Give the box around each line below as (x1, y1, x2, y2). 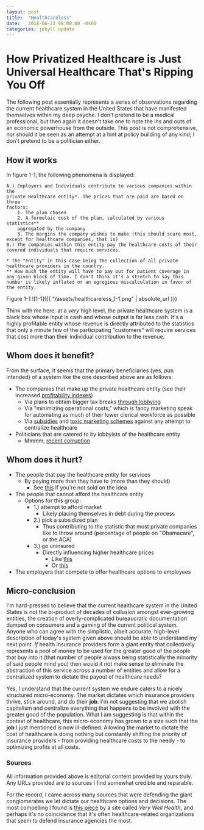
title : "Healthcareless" (6, 15, 72, 21)
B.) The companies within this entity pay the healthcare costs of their (6, 242, 198, 248)
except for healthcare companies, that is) (6, 236, 119, 242)
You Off (6, 78, 46, 92)
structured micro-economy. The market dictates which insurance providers (6, 691, 195, 699)
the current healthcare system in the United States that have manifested (6, 105, 187, 112)
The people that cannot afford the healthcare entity (15, 490, 144, 497)
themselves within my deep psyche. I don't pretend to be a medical (6, 111, 175, 119)
